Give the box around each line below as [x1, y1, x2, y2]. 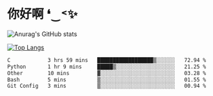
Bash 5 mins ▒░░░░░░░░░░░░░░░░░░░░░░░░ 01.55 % [7, 76, 207, 83]
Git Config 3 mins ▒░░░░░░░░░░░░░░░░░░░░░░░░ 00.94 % [7, 83, 207, 90]
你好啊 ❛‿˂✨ [7, 6, 78, 22]
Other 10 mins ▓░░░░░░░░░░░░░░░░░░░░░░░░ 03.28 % [7, 70, 207, 77]
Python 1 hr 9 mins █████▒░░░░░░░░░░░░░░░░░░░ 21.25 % [7, 63, 207, 70]
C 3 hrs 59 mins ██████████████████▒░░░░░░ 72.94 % [7, 56, 207, 63]
